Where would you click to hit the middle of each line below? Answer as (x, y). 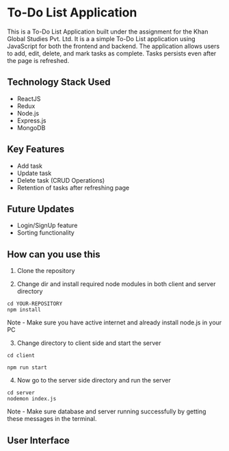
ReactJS (29, 99)
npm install (24, 310)
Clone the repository (46, 271)
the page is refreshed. (38, 60)
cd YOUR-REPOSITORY (35, 304)
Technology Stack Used (59, 82)
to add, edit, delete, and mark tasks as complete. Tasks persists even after (112, 53)
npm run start (27, 368)
